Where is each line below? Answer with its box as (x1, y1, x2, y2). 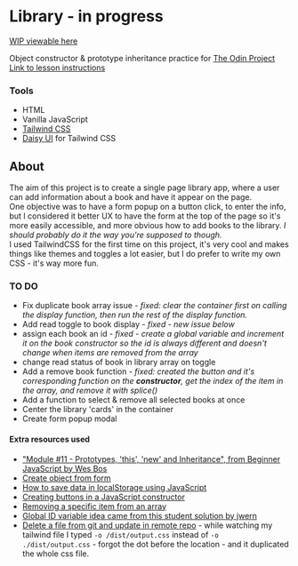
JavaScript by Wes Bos (21, 463, 108, 474)
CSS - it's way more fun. (9, 258, 100, 268)
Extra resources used (9, 434, 91, 444)
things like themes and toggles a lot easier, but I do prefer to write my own (9, 249, 281, 259)
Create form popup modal (21, 413, 117, 424)
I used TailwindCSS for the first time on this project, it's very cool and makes (9, 239, 289, 250)
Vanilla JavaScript (21, 114, 89, 125)
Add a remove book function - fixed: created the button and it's (21, 366, 255, 377)
